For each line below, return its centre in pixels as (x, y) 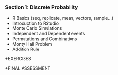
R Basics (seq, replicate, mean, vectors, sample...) (63, 18)
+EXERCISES (18, 59)
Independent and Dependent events (48, 34)
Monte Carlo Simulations (37, 28)
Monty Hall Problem (32, 44)
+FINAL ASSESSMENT (28, 68)
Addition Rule (26, 49)
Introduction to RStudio (35, 23)
